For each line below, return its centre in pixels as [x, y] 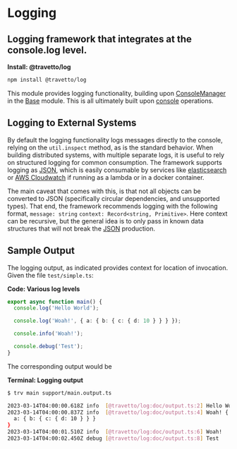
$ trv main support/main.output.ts [60, 393]
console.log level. [47, 50]
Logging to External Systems [72, 123]
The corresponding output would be [60, 366]
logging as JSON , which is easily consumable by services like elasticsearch [117, 170]
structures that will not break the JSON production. [81, 228]
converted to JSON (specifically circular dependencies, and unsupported [114, 198]
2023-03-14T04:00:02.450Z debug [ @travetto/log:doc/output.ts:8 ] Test [113, 438]
